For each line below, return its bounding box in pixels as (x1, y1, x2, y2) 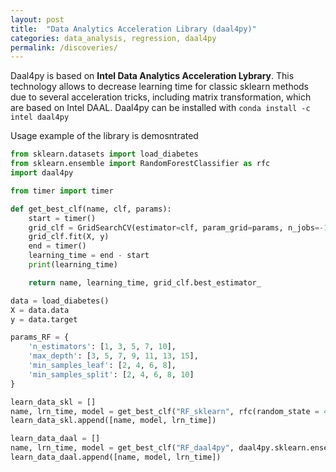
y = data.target (10, 314, 78, 325)
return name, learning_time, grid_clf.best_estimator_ (28, 277, 262, 288)
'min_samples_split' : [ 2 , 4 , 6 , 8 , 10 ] (28, 369, 195, 380)
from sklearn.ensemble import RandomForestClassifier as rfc (10, 159, 271, 169)
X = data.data (10, 305, 70, 315)
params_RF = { (10, 332, 70, 343)
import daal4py (10, 168, 74, 178)
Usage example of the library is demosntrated (10, 130, 199, 142)
